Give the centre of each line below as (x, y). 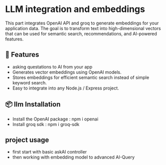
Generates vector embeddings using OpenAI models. (67, 72)
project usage (27, 140)
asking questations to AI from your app (52, 66)
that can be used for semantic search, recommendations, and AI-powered (81, 33)
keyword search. (29, 82)
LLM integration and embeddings (75, 9)
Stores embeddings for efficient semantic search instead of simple (81, 77)
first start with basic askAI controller (50, 152)
